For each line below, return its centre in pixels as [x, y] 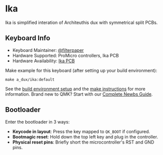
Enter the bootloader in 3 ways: [37, 122]
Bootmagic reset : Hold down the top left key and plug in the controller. [85, 137]
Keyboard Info [28, 38]
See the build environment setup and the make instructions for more [75, 89]
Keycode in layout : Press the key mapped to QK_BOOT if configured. [81, 131]
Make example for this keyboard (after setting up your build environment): [81, 70]
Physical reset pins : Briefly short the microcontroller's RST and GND [83, 142]
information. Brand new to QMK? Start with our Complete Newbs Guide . [79, 94]
